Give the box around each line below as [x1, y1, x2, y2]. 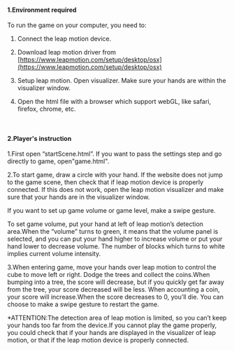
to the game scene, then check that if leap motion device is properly [7, 178, 204, 186]
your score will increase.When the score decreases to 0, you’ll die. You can [7, 293, 224, 301]
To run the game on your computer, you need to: [7, 21, 147, 29]
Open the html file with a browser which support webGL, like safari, [17, 98, 212, 106]
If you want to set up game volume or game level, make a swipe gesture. [7, 207, 216, 215]
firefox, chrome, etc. [17, 105, 76, 113]
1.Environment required [7, 6, 77, 14]
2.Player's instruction [7, 134, 72, 142]
